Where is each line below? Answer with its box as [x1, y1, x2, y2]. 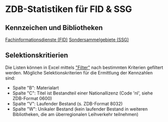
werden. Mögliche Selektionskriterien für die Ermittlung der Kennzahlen [5, 69, 153, 75]
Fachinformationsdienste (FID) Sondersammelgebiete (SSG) [5, 36, 129, 42]
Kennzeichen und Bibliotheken [5, 23, 103, 32]
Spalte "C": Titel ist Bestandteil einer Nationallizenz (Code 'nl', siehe [12, 90, 153, 96]
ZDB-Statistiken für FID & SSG [5, 3, 132, 15]
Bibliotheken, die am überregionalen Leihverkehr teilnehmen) [12, 111, 139, 117]
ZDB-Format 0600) [12, 95, 52, 101]
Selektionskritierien [5, 51, 69, 59]
